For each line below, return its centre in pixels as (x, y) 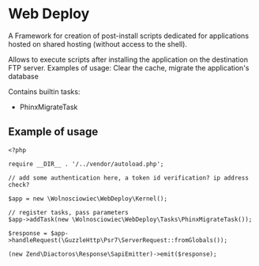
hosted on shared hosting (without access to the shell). (98, 44)
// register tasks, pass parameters (68, 212)
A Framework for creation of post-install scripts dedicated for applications (129, 36)
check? (19, 184)
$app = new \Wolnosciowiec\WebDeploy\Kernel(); (88, 199)
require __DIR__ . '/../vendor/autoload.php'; (86, 164)
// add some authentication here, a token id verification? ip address (128, 178)
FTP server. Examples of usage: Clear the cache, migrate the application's (129, 67)
